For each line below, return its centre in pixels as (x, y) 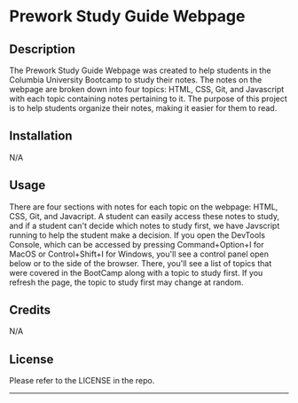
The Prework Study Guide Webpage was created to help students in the (140, 70)
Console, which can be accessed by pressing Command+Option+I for (137, 244)
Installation (41, 136)
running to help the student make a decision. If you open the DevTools (137, 235)
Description (42, 49)
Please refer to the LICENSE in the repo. (82, 381)
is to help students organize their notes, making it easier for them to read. (143, 108)
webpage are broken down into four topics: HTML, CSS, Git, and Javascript (147, 89)
